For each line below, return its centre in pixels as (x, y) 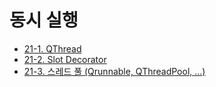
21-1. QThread (52, 48)
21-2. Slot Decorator (65, 59)
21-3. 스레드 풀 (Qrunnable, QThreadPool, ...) (114, 71)
